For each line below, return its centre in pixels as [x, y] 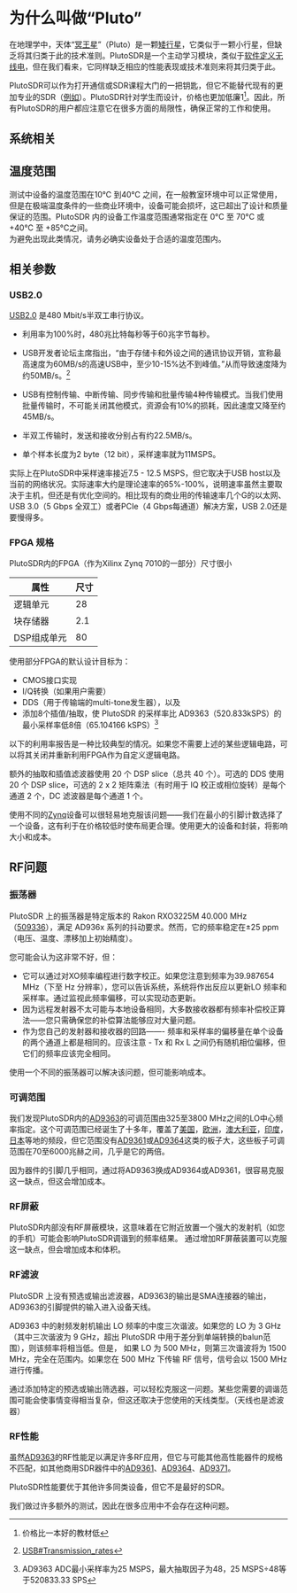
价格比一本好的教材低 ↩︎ [65, 1533]
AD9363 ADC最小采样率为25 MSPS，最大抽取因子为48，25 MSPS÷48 [150, 1568]
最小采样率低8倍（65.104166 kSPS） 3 [90, 725]
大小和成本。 [32, 837]
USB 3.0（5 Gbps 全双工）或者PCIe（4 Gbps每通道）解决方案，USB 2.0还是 [148, 507]
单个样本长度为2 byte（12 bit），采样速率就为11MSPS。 [121, 455]
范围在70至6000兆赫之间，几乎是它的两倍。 [89, 1152]
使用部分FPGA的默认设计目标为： [70, 662]
